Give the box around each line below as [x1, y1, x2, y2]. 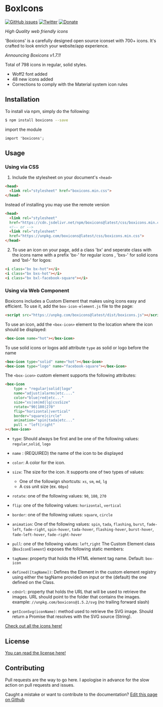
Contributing [5, 664, 45, 672]
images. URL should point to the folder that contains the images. [12, 594, 141, 600]
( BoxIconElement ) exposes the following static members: [12, 546, 125, 552]
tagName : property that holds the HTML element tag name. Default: [12, 556, 145, 562]
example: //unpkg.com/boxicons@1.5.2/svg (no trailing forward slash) [12, 599, 149, 605]
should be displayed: [5, 326, 47, 332]
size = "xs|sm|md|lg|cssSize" [14, 400, 70, 405]
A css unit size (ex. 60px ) [19, 483, 69, 490]
